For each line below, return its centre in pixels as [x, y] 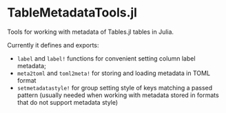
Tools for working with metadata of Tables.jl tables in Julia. [91, 32]
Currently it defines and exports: [53, 45]
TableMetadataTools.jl [72, 13]
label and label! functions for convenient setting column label [106, 58]
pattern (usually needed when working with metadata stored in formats [118, 95]
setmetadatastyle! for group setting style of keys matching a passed [115, 88]
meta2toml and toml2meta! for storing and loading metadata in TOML [114, 73]
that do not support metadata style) [68, 102]
